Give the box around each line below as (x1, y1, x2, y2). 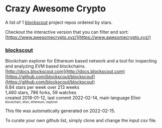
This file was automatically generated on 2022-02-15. (5, 108, 116, 114)
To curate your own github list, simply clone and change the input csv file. (5, 118, 157, 124)
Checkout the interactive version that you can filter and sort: (5, 29, 129, 35)
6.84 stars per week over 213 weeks (5, 84, 80, 90)
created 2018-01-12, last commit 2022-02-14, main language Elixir (5, 95, 141, 101)
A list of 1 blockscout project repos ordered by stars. (5, 19, 113, 25)
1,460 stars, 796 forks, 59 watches (5, 90, 77, 96)
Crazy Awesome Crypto (5, 3, 106, 14)
